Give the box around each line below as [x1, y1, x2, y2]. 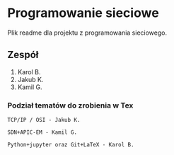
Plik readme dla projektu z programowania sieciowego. [7, 28, 168, 37]
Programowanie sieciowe [7, 5, 159, 21]
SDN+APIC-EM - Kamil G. [7, 129, 78, 136]
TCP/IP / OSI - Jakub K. [7, 117, 81, 124]
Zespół [7, 49, 39, 61]
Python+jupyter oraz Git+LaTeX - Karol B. [7, 142, 134, 149]
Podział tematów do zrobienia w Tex [7, 101, 134, 110]
